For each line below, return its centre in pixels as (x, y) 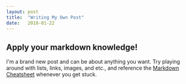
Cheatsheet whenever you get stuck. (52, 74)
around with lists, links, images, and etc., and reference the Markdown (93, 68)
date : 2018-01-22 (31, 23)
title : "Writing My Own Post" (45, 17)
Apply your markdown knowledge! (72, 47)
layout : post (22, 12)
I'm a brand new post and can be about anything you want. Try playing (93, 62)
